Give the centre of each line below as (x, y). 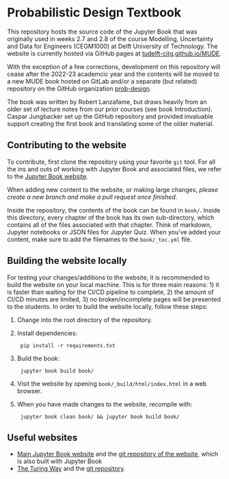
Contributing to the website (67, 145)
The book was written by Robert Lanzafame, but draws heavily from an (107, 101)
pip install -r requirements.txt (68, 345)
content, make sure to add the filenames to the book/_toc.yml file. (100, 239)
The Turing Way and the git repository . (71, 469)
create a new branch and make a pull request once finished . (92, 197)
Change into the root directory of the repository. (84, 319)
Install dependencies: (47, 333)
